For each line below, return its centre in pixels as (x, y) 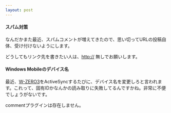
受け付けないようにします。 (43, 46)
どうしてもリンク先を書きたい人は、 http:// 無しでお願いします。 (73, 56)
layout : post (19, 10)
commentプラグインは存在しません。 (44, 105)
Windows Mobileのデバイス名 (37, 69)
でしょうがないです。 (28, 95)
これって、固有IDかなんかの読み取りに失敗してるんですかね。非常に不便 (90, 88)
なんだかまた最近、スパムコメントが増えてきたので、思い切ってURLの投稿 (83, 39)
